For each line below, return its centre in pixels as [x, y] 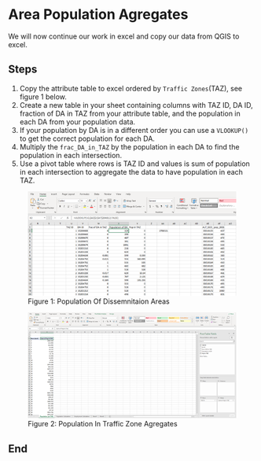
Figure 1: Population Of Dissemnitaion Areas [99, 301]
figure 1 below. [43, 97]
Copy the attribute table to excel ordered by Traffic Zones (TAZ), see [130, 88]
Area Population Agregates [98, 15]
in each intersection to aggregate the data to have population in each [131, 171]
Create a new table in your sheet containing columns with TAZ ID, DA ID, [136, 105]
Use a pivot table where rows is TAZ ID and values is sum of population [134, 164]
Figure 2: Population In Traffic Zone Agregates [103, 424]
